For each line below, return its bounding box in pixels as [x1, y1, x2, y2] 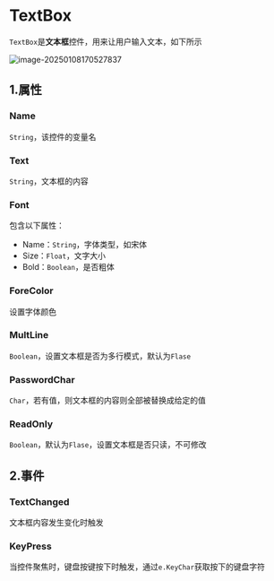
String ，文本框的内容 [9, 176, 89, 186]
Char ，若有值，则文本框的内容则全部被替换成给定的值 [9, 395, 206, 406]
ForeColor [9, 284, 54, 297]
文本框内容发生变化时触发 [9, 517, 104, 528]
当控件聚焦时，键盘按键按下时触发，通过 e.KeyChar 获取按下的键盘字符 [9, 561, 266, 572]
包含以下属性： [9, 221, 64, 231]
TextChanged [9, 495, 70, 507]
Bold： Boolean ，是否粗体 [21, 262, 115, 273]
